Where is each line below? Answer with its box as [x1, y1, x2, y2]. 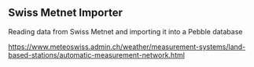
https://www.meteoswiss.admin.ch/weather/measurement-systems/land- [8, 42, 246, 51]
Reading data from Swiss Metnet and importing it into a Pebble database [8, 26, 243, 36]
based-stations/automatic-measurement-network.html [8, 50, 185, 59]
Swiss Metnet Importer [8, 6, 123, 19]
